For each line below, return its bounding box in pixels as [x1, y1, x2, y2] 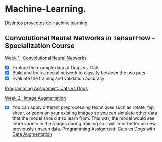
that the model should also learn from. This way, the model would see [12, 115, 155, 121]
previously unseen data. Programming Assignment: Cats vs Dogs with [12, 126, 155, 132]
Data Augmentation [12, 131, 52, 137]
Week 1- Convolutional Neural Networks [5, 55, 87, 61]
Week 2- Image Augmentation [5, 95, 66, 101]
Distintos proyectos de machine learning [5, 20, 88, 26]
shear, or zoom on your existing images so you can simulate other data [12, 110, 157, 116]
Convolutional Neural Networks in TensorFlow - [5, 34, 155, 42]
